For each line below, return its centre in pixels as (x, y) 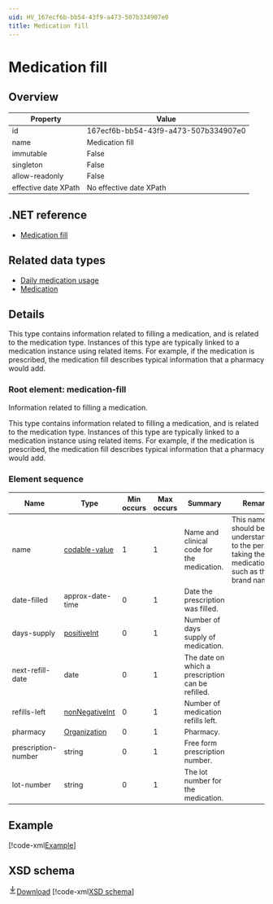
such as (245, 571)
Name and (201, 533)
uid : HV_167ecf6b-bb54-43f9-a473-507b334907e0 (89, 17)
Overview (34, 97)
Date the (198, 591)
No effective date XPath (126, 187)
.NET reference (48, 215)
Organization (85, 732)
